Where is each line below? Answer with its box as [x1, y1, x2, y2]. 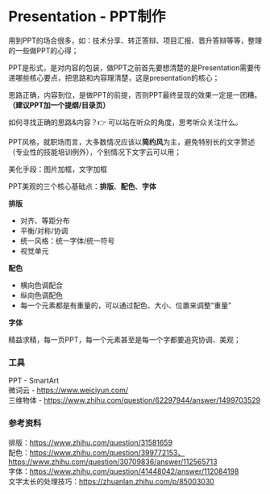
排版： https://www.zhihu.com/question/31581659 [8, 437, 173, 447]
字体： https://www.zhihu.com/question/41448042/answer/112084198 [8, 466, 239, 476]
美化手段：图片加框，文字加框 [8, 164, 107, 174]
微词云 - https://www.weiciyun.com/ [8, 385, 129, 396]
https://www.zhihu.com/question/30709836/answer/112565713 [8, 457, 218, 467]
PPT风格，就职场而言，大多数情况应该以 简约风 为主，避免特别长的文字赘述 [8, 136, 255, 146]
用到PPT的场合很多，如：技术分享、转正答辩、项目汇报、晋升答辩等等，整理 [8, 36, 262, 45]
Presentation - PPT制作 [8, 7, 166, 26]
